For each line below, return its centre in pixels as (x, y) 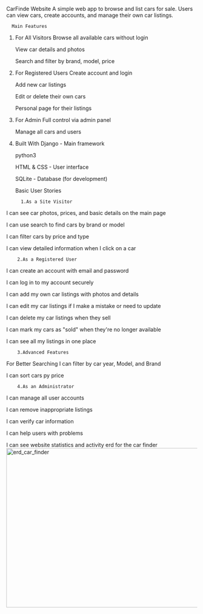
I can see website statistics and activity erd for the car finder (82, 445)
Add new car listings (41, 85)
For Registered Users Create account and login (74, 73)
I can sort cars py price (35, 375)
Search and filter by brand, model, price (65, 61)
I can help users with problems (45, 433)
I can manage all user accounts (45, 398)
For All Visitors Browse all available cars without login (82, 38)
